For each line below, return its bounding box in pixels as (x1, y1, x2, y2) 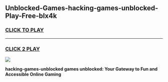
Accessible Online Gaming (5, 71, 61, 77)
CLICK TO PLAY (5, 27, 44, 34)
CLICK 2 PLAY (5, 45, 40, 52)
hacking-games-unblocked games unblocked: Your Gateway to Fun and (5, 66, 158, 72)
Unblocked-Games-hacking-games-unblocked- (5, 4, 158, 12)
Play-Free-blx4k (5, 12, 57, 20)
